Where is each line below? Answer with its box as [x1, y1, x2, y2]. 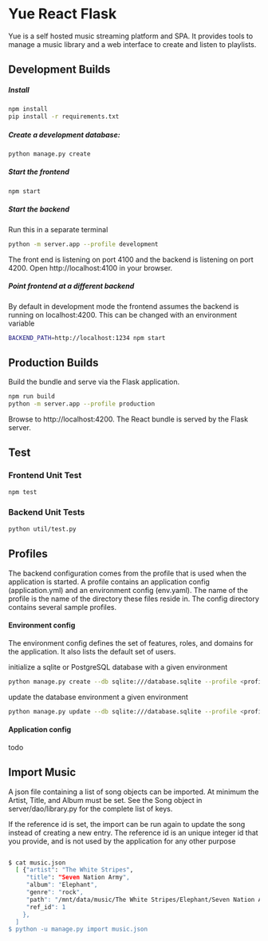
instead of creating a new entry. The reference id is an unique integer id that [8, 828, 258, 837]
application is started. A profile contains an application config [8, 576, 210, 587]
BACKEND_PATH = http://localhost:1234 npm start [8, 334, 166, 342]
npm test [8, 488, 37, 496]
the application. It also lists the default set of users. [8, 646, 176, 656]
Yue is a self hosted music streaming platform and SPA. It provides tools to [8, 31, 254, 41]
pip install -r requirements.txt [8, 113, 120, 121]
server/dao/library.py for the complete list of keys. [8, 804, 173, 813]
